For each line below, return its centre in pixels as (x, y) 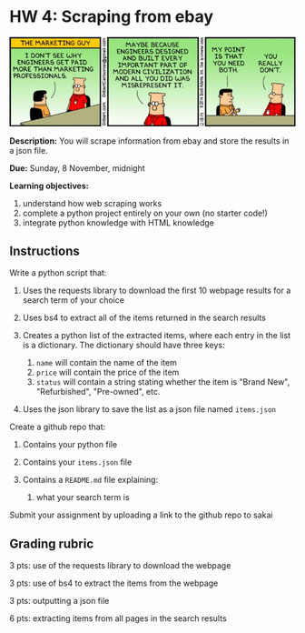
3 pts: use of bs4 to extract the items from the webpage (114, 583)
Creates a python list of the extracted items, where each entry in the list (157, 336)
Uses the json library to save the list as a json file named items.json (149, 409)
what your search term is (83, 497)
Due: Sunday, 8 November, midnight (77, 168)
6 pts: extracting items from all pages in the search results (118, 618)
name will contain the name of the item (106, 363)
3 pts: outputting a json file (59, 601)
